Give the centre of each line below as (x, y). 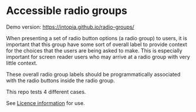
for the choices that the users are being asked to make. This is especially (94, 50)
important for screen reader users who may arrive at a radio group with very (98, 57)
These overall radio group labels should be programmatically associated (93, 74)
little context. (22, 63)
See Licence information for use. (45, 103)
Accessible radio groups (67, 11)
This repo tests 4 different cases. (46, 92)
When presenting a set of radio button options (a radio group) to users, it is (97, 38)
